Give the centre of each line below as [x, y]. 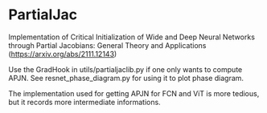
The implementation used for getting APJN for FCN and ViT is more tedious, [134, 93]
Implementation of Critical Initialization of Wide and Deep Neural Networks [132, 37]
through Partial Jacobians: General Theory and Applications [107, 45]
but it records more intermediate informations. [84, 102]
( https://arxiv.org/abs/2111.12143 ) [63, 54]
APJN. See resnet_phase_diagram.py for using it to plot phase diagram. [126, 78]
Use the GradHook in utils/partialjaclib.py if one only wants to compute [125, 69]
